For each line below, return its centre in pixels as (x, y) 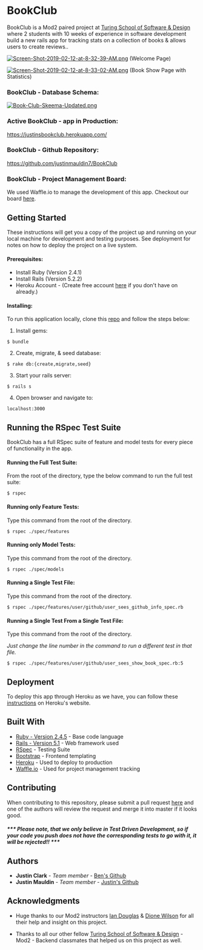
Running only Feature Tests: (43, 507)
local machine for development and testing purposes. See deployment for (99, 238)
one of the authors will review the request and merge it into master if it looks (102, 809)
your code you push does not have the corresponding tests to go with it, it (102, 835)
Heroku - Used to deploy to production (64, 762)
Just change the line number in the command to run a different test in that (99, 646)
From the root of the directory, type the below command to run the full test (100, 476)
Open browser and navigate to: (54, 398)
